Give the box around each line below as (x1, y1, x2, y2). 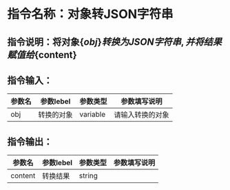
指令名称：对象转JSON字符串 (7, 6, 174, 22)
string (79, 171, 98, 180)
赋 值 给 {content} (7, 49, 77, 61)
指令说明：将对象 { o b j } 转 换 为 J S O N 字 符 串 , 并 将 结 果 (7, 36, 222, 48)
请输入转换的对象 (114, 110, 170, 120)
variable (79, 110, 105, 120)
